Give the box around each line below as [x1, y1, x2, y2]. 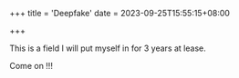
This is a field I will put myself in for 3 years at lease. [9, 43, 207, 54]
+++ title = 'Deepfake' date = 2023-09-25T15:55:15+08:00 [9, 8, 231, 18]
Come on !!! [9, 61, 53, 71]
